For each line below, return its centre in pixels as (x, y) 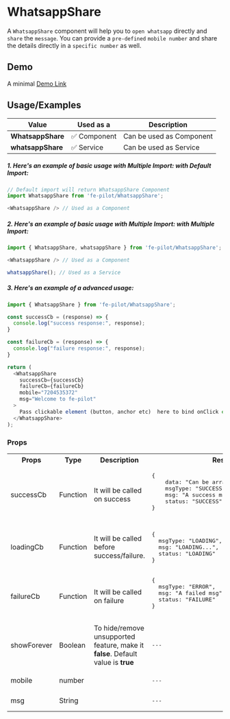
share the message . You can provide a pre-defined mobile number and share (112, 38)
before (104, 547)
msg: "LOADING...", (189, 547)
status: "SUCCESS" (194, 501)
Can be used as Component (168, 136)
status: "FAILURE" (187, 599)
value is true (114, 662)
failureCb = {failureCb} (52, 386)
